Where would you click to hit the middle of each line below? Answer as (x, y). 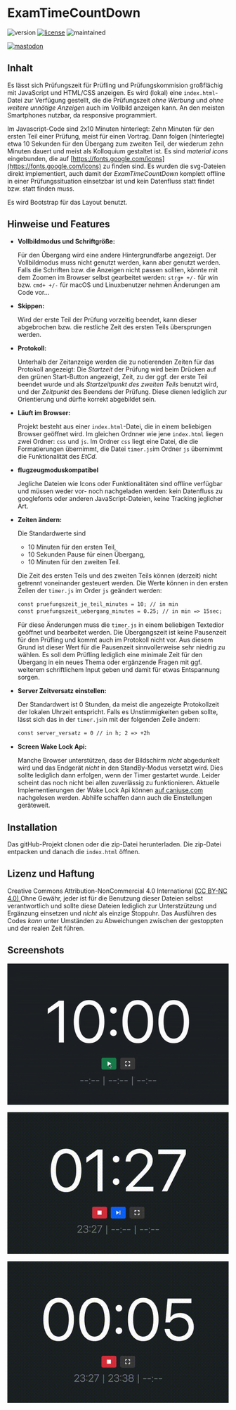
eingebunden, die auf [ (40, 158)
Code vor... (33, 292)
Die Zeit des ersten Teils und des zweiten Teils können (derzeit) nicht (117, 576)
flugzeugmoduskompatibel (58, 470)
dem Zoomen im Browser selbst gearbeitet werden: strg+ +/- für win (118, 277)
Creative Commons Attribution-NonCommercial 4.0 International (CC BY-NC (118, 891)
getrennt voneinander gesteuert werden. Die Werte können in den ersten (123, 583)
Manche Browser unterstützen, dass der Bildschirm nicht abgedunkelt (118, 761)
